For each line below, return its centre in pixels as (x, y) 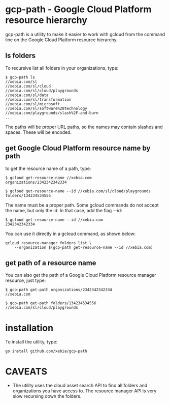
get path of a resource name (51, 263)
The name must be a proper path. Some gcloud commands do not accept (82, 205)
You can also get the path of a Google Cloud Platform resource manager (81, 275)
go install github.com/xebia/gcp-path (46, 351)
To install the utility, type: (31, 342)
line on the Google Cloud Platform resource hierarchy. (61, 40)
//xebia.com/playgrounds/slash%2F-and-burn (52, 113)
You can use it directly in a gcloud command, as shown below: (71, 234)
